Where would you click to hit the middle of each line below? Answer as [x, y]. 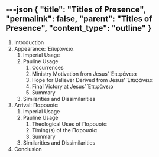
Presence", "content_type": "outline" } [79, 28]
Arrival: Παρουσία [36, 105]
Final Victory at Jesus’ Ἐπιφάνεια [73, 86]
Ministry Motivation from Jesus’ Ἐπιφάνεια [84, 74]
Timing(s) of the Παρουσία [64, 130]
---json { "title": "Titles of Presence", [76, 10]
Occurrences [48, 67]
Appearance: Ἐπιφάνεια [44, 48]
